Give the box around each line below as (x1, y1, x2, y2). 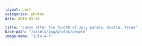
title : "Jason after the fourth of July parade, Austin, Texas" (5, 25, 138, 30)
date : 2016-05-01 (5, 16, 40, 21)
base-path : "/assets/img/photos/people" (5, 30, 88, 34)
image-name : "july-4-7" (5, 34, 53, 39)
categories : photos (5, 12, 45, 16)
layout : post (5, 7, 32, 12)
